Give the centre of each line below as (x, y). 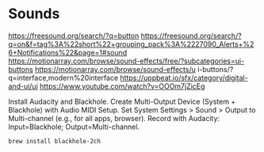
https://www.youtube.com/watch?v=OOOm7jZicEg (122, 86)
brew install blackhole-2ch (55, 141)
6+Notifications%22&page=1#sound (68, 52)
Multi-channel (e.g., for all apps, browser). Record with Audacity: (114, 118)
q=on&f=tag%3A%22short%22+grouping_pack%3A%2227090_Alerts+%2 (131, 44)
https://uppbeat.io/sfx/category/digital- (184, 78)
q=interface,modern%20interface (63, 78)
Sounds (34, 14)
